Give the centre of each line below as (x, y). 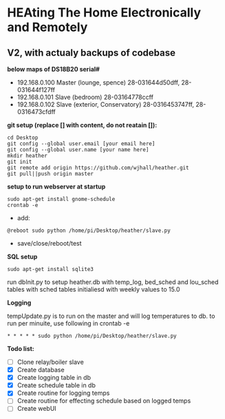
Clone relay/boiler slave (50, 362)
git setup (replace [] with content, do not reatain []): (82, 125)
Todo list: (21, 348)
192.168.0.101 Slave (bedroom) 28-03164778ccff (85, 97)
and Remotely (47, 27)
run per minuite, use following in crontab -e (68, 323)
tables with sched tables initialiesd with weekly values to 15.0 (94, 289)
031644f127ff (36, 90)
